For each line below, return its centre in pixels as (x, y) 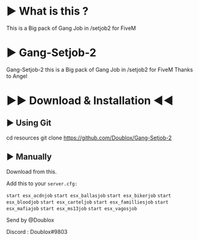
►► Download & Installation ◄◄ (90, 101)
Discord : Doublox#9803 (37, 231)
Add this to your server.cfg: (42, 183)
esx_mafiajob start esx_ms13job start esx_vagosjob (72, 208)
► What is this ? (48, 11)
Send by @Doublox (30, 220)
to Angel (17, 76)
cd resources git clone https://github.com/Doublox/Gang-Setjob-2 (89, 138)
